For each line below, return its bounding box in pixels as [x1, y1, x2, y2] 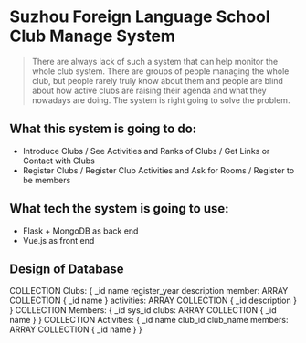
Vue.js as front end [22, 234, 95, 245]
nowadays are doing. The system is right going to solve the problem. [31, 94, 290, 106]
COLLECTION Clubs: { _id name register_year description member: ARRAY [9, 286, 289, 296]
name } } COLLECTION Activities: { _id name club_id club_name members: [9, 315, 289, 326]
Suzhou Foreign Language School [9, 6, 271, 27]
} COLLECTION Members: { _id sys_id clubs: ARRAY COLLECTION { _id [9, 305, 277, 316]
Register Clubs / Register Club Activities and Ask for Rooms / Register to [22, 164, 295, 175]
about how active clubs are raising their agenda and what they [31, 85, 267, 96]
